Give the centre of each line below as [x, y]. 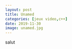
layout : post [19, 10]
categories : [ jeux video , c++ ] [36, 19]
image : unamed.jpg [24, 28]
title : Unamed [20, 14]
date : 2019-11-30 [23, 24]
